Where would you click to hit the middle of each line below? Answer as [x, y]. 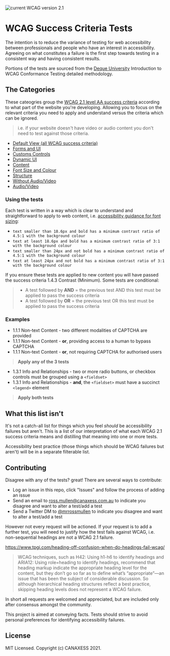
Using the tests [24, 199]
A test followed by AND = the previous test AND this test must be [93, 290]
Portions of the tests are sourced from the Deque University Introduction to [83, 68]
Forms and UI [27, 148]
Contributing [26, 468]
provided [22, 336]
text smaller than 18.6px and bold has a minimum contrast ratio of [86, 232]
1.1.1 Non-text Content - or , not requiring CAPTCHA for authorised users [87, 352]
